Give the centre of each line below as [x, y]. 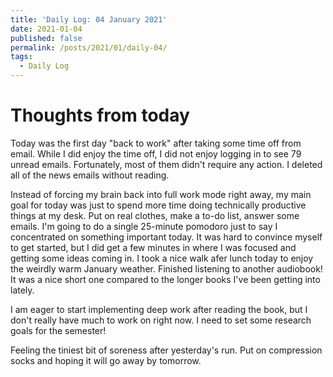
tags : [21, 57]
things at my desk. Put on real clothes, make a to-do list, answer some [155, 215]
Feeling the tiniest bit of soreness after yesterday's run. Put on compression [166, 350]
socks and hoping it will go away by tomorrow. [106, 360]
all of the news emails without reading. [90, 175]
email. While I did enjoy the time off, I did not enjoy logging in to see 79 [156, 153]
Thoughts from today [100, 115]
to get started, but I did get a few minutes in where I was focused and [153, 247]
